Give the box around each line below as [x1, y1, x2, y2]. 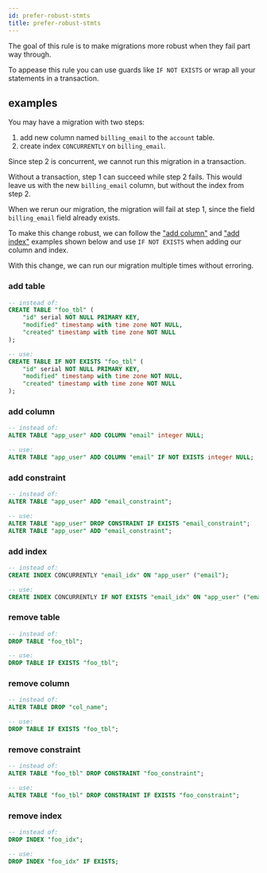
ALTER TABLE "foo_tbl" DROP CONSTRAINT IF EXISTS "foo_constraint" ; [8, 791, 240, 799]
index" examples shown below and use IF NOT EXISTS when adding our [8, 237, 242, 247]
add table [8, 280, 46, 292]
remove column [8, 678, 70, 689]
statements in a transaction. [8, 73, 99, 83]
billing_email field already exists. [8, 213, 121, 223]
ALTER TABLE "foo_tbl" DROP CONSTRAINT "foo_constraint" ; [8, 769, 204, 777]
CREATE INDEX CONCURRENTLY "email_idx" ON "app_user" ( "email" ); [8, 571, 229, 579]
